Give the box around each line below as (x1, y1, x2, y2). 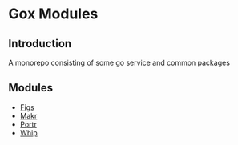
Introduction (8, 37, 72, 50)
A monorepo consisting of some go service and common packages (8, 58, 231, 67)
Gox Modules (8, 5, 99, 23)
